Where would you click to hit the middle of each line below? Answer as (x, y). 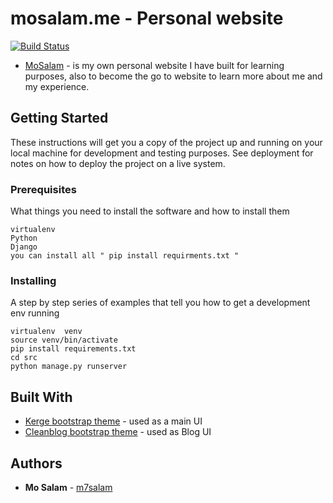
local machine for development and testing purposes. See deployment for (162, 153)
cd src (24, 358)
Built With (41, 397)
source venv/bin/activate (64, 340)
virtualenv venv (46, 332)
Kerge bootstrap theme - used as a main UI (113, 421)
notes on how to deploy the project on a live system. (118, 163)
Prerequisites (43, 189)
